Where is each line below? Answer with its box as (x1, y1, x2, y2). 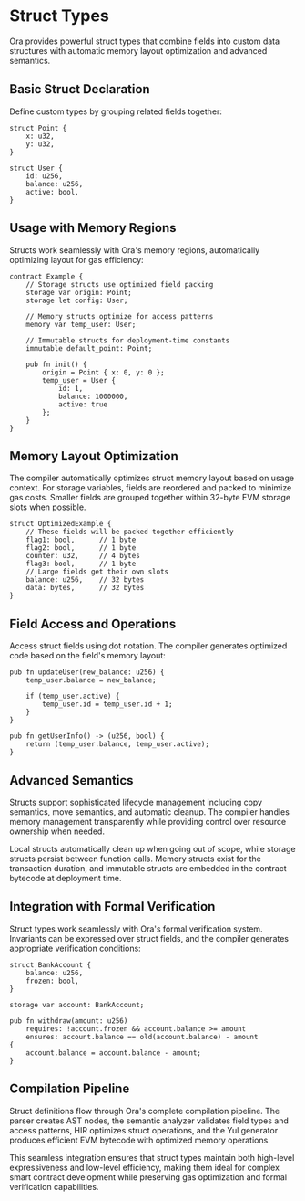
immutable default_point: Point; (25, 343, 153, 353)
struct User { (9, 163, 64, 173)
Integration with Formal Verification (9, 899, 216, 914)
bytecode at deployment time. (9, 873, 122, 883)
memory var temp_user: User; (25, 320, 137, 329)
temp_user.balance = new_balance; (25, 676, 157, 685)
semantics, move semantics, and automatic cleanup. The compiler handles (9, 806, 290, 817)
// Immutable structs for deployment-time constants (25, 335, 230, 345)
